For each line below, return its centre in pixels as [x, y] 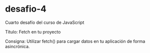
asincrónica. [18, 46]
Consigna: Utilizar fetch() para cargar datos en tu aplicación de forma [75, 41]
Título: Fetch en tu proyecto [33, 32]
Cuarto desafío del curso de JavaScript [45, 22]
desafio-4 [26, 9]
